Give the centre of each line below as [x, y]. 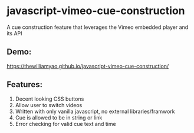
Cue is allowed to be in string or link [59, 117]
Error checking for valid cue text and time [66, 124]
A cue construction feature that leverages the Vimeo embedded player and [98, 27]
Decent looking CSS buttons [50, 99]
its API [14, 33]
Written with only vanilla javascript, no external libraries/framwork [95, 111]
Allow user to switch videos [49, 105]
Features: [25, 84]
